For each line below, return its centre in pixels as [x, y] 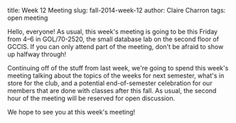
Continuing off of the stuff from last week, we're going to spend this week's [118, 68]
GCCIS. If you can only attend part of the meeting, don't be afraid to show [116, 47]
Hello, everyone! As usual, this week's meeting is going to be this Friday [113, 32]
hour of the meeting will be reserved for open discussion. [91, 98]
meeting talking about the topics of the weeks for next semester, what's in [116, 75]
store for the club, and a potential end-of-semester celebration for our [110, 83]
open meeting [28, 18]
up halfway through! [37, 54]
